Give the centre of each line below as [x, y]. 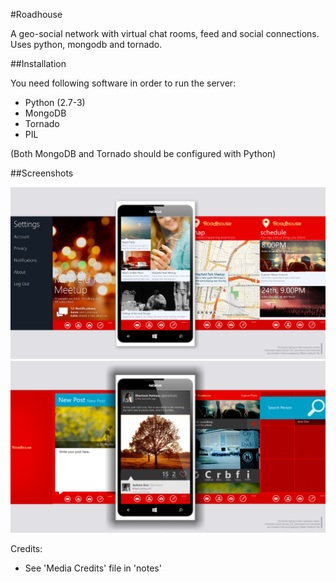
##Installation [38, 63]
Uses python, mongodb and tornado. [86, 44]
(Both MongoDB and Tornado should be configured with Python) [143, 153]
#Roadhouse [36, 14]
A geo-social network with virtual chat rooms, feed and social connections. [165, 33]
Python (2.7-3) [55, 102]
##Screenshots [42, 173]
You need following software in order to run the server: [123, 83]
